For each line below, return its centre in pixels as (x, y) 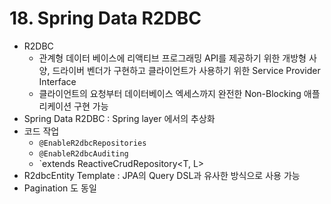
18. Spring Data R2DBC (105, 18)
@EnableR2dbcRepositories (92, 143)
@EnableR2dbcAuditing (83, 153)
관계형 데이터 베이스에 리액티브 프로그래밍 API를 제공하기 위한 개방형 (172, 58)
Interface (57, 81)
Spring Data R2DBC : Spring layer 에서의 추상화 (119, 118)
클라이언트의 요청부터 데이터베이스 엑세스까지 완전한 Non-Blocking (170, 93)
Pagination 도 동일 (60, 188)
